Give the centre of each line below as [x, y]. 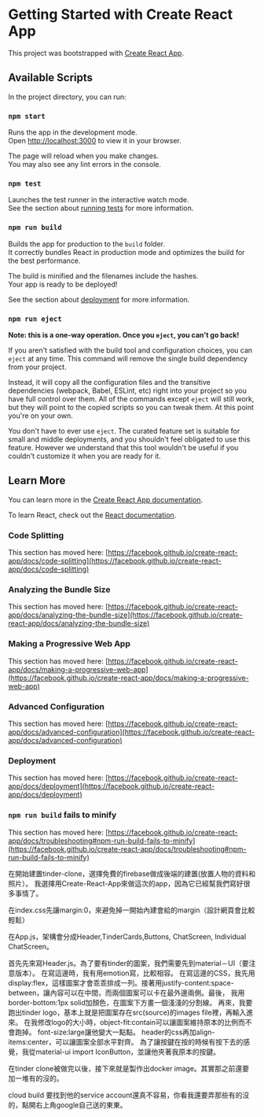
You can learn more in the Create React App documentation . [106, 499]
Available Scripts [50, 78]
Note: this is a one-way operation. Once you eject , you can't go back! [124, 335]
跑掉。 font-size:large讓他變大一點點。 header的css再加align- [115, 1032]
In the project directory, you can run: [67, 97]
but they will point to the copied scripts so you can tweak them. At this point [131, 407]
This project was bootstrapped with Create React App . [96, 53]
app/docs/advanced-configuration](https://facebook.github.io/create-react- [132, 732]
